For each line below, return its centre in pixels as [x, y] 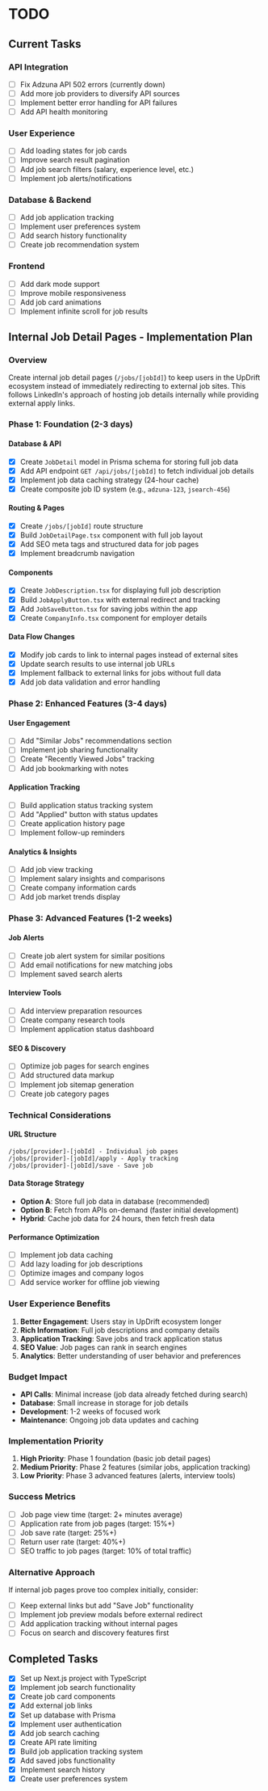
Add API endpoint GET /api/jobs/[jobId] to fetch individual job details [137, 470]
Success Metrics [42, 1497]
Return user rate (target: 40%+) [73, 1541]
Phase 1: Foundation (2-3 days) [71, 424]
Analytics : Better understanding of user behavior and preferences [130, 1355]
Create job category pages [65, 1094]
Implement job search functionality [77, 1688]
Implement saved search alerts [71, 974]
